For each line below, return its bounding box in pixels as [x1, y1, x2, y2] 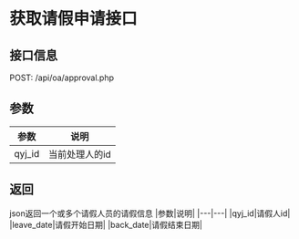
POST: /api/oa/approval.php [9, 72, 115, 83]
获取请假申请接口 [9, 8, 139, 29]
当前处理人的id [48, 148, 111, 161]
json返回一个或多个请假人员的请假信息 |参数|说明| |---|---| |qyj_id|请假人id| [9, 207, 291, 219]
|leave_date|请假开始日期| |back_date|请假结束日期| [9, 219, 203, 230]
